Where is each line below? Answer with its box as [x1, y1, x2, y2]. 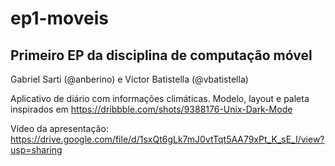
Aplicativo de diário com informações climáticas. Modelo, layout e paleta [10, 93, 310, 104]
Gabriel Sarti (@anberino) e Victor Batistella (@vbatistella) [10, 73, 249, 85]
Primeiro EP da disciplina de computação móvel [10, 47, 313, 64]
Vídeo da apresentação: [10, 123, 109, 134]
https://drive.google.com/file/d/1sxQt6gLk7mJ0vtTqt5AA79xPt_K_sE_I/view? [10, 133, 325, 145]
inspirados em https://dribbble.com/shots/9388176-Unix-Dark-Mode [10, 103, 293, 115]
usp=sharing [10, 144, 63, 156]
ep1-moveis [10, 7, 110, 30]
